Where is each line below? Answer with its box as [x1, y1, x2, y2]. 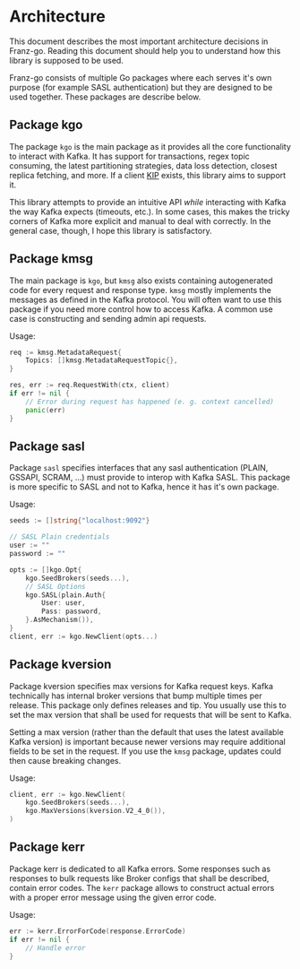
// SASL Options [25, 582, 87, 591]
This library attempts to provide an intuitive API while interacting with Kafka [9, 196, 287, 207]
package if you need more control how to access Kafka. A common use [9, 303, 273, 315]
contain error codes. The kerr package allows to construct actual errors [9, 882, 275, 893]
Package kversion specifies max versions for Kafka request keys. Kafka [9, 680, 274, 691]
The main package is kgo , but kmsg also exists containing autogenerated [9, 275, 273, 286]
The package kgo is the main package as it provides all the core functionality [9, 141, 291, 151]
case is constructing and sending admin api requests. [9, 313, 207, 324]
